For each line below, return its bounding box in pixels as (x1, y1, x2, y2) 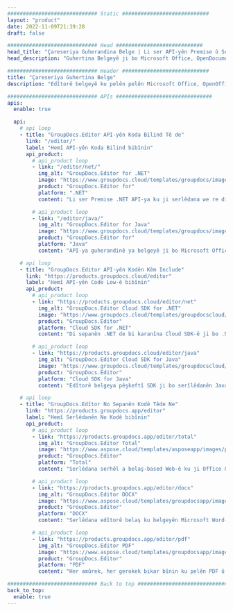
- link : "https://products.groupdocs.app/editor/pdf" (32, 535, 191, 542)
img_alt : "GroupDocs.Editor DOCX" (37, 491, 138, 498)
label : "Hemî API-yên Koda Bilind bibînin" (25, 144, 154, 151)
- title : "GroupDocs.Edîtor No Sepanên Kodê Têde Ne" (19, 401, 178, 408)
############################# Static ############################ (7, 10, 209, 17)
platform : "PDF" (37, 562, 85, 569)
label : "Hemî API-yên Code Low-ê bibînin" (25, 279, 150, 286)
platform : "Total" (37, 459, 92, 466)
